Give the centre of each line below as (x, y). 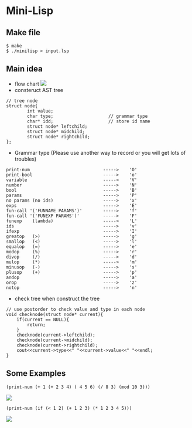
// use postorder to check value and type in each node (76, 309)
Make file (23, 33)
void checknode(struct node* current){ (55, 314)
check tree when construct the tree (57, 298)
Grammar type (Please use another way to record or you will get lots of (100, 152)
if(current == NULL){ (43, 320)
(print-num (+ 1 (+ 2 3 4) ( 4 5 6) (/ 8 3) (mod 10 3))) (78, 387)
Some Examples (36, 373)
